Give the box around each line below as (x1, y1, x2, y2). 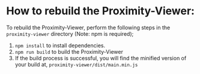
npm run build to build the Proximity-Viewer (14, 48, 123, 55)
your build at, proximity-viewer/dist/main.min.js (14, 61, 138, 68)
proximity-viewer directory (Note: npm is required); (6, 30, 134, 37)
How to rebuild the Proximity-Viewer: (6, 4, 195, 18)
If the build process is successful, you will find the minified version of (14, 54, 187, 61)
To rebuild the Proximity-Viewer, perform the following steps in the (6, 24, 171, 31)
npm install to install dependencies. (14, 42, 106, 49)
